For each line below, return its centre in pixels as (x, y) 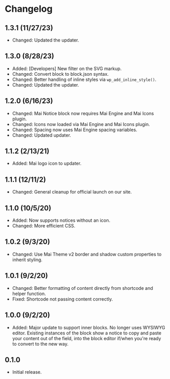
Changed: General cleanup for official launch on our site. (72, 192)
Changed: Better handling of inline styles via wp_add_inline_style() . (84, 79)
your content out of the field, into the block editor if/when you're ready (87, 338)
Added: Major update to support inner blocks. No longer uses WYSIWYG (89, 327)
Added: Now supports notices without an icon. (61, 220)
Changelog (29, 9)
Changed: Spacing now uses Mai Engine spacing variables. (75, 130)
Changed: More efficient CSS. (44, 226)
